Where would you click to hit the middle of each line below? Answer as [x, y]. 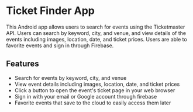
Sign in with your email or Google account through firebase [86, 96]
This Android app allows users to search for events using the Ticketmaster [96, 27]
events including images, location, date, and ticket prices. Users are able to [96, 39]
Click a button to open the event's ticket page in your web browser [95, 90]
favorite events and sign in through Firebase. [60, 45]
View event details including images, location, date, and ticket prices [97, 84]
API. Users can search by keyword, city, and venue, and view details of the [96, 33]
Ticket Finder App [50, 11]
